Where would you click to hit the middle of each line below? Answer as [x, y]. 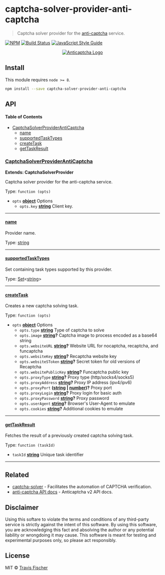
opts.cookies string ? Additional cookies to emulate [71, 409]
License [17, 556]
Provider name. [20, 233]
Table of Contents [24, 116]
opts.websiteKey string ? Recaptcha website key [68, 357]
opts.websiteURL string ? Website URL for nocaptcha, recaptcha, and [89, 346]
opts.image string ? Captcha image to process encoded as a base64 [88, 335]
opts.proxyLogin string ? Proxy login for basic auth [70, 393]
